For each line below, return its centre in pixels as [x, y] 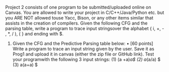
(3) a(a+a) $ [25, 65]
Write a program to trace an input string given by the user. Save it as [83, 49]
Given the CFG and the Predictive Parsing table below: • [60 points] [83, 43]
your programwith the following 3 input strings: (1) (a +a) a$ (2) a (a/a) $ [86, 59]
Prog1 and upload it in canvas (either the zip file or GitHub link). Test [83, 54]
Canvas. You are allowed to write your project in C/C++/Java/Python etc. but [85, 12]
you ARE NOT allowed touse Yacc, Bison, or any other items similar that [79, 18]
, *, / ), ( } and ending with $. [35, 34]
